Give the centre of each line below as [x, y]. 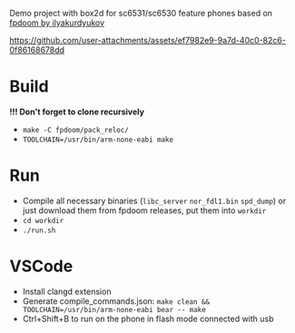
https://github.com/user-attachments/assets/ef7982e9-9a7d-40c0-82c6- [147, 40]
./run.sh [39, 230]
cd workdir [43, 220]
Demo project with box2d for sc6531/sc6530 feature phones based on [141, 13]
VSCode [41, 266]
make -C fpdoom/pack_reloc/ [75, 130]
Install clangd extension [67, 291]
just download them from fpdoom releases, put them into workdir [144, 210]
